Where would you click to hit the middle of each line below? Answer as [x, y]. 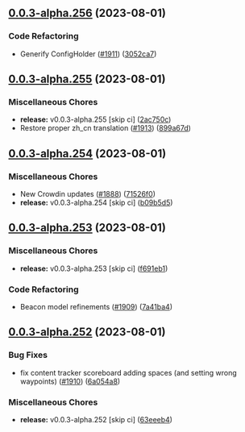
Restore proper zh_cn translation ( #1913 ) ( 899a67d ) [106, 128]
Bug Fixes [28, 355]
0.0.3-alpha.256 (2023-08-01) [87, 13]
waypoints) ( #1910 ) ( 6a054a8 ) [70, 381]
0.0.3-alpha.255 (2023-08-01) [87, 79]
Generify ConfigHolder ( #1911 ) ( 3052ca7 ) [88, 54]
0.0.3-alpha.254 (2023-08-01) [87, 154]
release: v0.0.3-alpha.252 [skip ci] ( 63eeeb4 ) [96, 420]
